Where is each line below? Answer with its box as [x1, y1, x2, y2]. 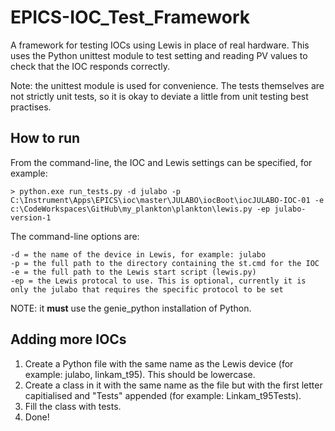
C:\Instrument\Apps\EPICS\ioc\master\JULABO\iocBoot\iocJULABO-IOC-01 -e [10, 195, 325, 205]
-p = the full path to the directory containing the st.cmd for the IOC [10, 258, 320, 268]
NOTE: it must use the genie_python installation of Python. [10, 302, 252, 314]
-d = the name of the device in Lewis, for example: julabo [10, 249, 267, 260]
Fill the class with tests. [24, 400, 122, 412]
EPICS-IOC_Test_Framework [10, 6, 251, 29]
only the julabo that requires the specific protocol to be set [10, 284, 284, 295]
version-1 [10, 212, 52, 223]
